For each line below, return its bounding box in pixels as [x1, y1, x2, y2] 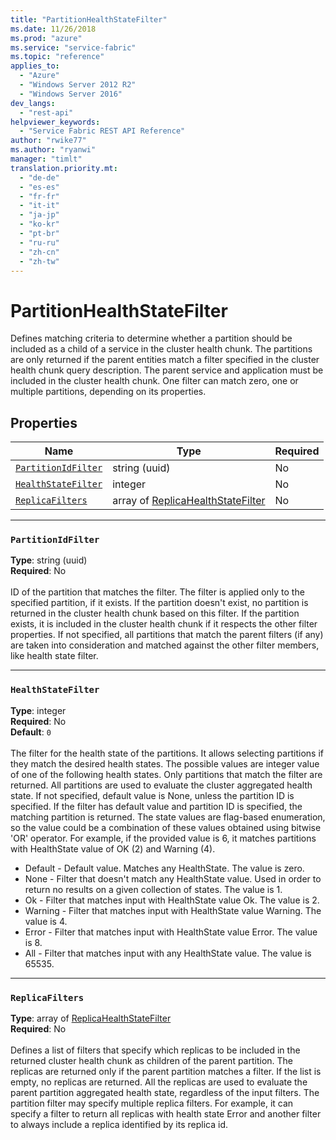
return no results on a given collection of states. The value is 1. [24, 883, 283, 895]
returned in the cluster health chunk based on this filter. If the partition [10, 607, 300, 620]
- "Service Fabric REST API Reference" [19, 126, 186, 136]
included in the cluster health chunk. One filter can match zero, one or [10, 375, 299, 387]
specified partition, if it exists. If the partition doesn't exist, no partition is [10, 597, 309, 609]
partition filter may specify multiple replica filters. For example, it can [10, 1097, 294, 1110]
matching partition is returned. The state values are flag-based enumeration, [10, 811, 326, 823]
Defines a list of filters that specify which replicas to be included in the [10, 1044, 301, 1056]
